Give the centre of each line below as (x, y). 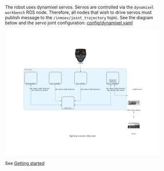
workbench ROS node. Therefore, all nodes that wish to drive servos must (79, 12)
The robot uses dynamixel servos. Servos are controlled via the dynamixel (80, 7)
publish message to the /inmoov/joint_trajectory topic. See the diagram (79, 17)
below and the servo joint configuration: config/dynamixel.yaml (69, 23)
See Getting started (25, 163)
